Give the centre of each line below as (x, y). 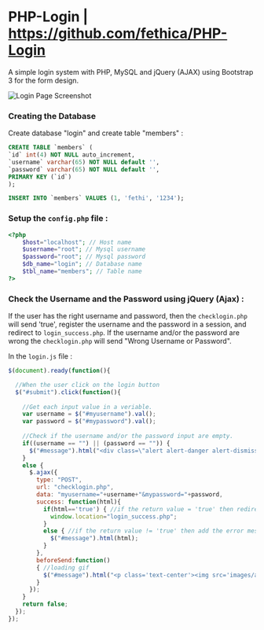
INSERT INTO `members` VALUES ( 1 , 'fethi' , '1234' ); (96, 198)
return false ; (45, 604)
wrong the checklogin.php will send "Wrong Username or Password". (120, 341)
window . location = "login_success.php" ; (114, 516)
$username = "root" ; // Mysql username (84, 249)
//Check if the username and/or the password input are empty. (128, 437)
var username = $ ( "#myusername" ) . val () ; (89, 414)
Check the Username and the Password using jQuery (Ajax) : (126, 299)
